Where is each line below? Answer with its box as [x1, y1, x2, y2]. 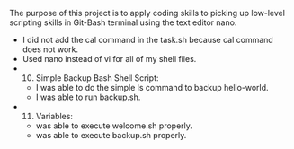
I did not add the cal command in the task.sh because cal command [22, 35, 274, 45]
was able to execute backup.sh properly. [35, 130, 187, 140]
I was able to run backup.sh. [35, 92, 141, 102]
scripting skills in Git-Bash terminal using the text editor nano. [9, 17, 237, 28]
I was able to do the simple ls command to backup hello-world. [35, 83, 269, 92]
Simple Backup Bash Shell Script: [35, 73, 159, 83]
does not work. [22, 44, 79, 55]
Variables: [35, 111, 74, 121]
